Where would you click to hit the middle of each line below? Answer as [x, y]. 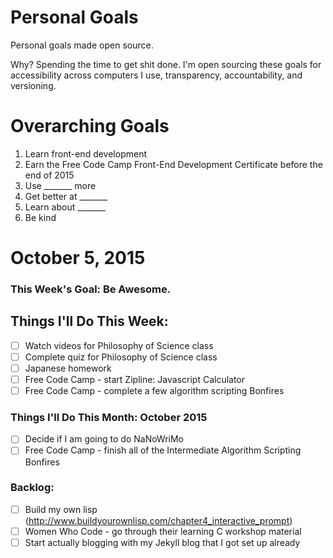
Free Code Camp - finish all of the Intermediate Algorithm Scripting [163, 450]
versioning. [33, 85]
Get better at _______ [66, 196]
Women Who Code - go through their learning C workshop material [163, 531]
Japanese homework [68, 368]
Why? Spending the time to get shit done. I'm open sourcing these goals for [166, 64]
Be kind [40, 217]
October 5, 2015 [78, 258]
